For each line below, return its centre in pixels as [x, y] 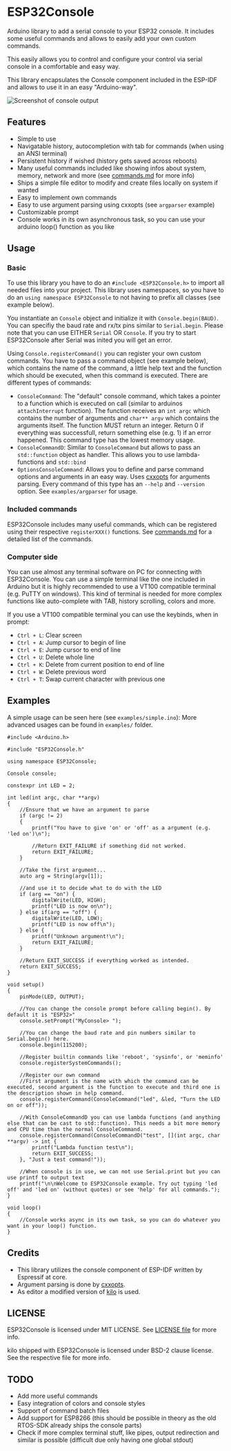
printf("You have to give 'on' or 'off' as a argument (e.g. [122, 828]
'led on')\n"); [29, 834]
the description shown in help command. [66, 1093]
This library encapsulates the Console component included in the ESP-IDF [112, 79]
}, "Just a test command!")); [63, 1159]
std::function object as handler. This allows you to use [96, 455]
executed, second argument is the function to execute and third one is [114, 1087]
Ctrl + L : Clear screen [50, 636]
